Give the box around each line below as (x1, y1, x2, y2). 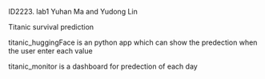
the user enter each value (8, 46, 94, 55)
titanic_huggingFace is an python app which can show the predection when (8, 38, 258, 47)
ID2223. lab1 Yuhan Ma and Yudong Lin (8, 7, 138, 16)
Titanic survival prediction (8, 22, 94, 31)
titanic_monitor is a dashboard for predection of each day (8, 61, 198, 71)
